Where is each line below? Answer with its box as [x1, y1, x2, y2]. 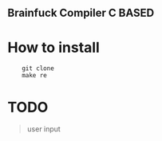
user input [26, 124, 61, 134]
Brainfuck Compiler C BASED [7, 6, 155, 20]
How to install [7, 38, 101, 57]
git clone [22, 65, 55, 72]
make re [22, 72, 47, 80]
